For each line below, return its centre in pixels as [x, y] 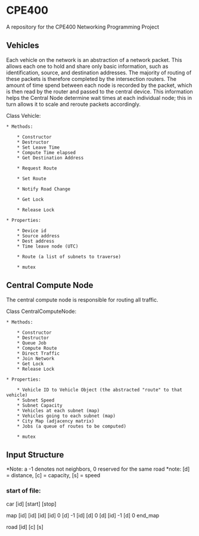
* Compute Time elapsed [46, 152]
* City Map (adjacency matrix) [56, 421]
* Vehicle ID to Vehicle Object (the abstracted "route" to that [100, 390]
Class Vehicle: [24, 115]
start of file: [24, 491]
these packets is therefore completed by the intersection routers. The [91, 79]
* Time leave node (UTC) [48, 246]
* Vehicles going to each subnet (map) [66, 416]
